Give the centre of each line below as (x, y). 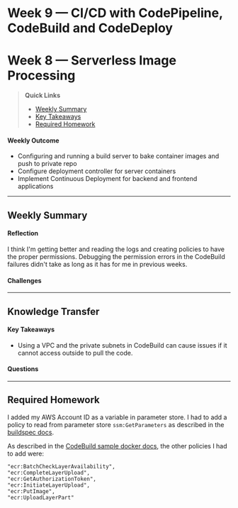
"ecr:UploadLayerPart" (41, 497)
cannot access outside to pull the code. (75, 353)
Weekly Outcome (33, 140)
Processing (41, 76)
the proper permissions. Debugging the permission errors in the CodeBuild (116, 256)
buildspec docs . (31, 432)
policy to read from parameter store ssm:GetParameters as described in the (116, 424)
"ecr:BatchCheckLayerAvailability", (61, 466)
